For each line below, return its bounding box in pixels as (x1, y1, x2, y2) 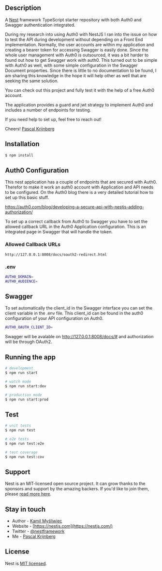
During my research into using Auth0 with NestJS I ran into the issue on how (5, 31, 157, 37)
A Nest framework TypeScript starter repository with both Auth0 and (5, 17, 142, 22)
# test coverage (5, 450, 38, 455)
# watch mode (5, 379, 31, 384)
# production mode (5, 392, 42, 398)
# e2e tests (5, 436, 29, 441)
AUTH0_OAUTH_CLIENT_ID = (5, 325, 53, 330)
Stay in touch (5, 505, 46, 513)
